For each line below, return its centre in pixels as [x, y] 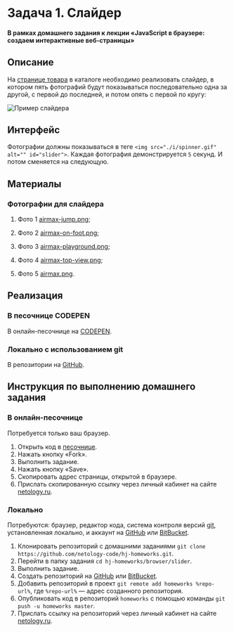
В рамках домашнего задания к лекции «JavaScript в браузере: [106, 32]
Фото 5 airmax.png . [46, 274]
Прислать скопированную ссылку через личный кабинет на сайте [117, 484]
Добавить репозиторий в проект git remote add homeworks [105, 583]
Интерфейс [34, 130]
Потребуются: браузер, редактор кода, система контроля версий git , [112, 525]
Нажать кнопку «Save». [53, 469]
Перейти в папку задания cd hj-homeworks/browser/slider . [105, 561]
